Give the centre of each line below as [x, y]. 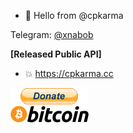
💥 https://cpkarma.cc [69, 73]
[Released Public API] [56, 54]
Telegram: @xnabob [52, 34]
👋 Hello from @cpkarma [74, 15]
